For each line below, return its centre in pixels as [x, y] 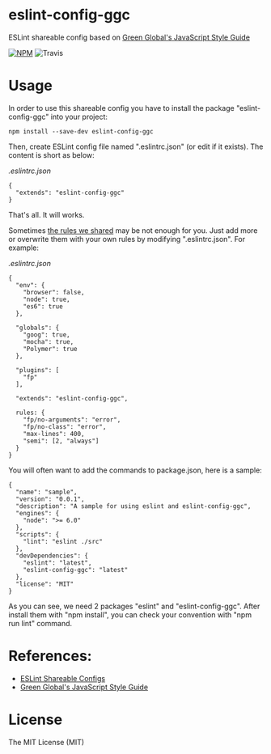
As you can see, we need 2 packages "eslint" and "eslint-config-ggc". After [134, 606]
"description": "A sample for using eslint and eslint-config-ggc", [133, 506]
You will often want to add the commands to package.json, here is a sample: [135, 470]
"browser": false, [54, 292]
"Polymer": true [51, 349]
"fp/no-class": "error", [65, 426]
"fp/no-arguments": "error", [72, 419]
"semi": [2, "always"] [61, 441]
